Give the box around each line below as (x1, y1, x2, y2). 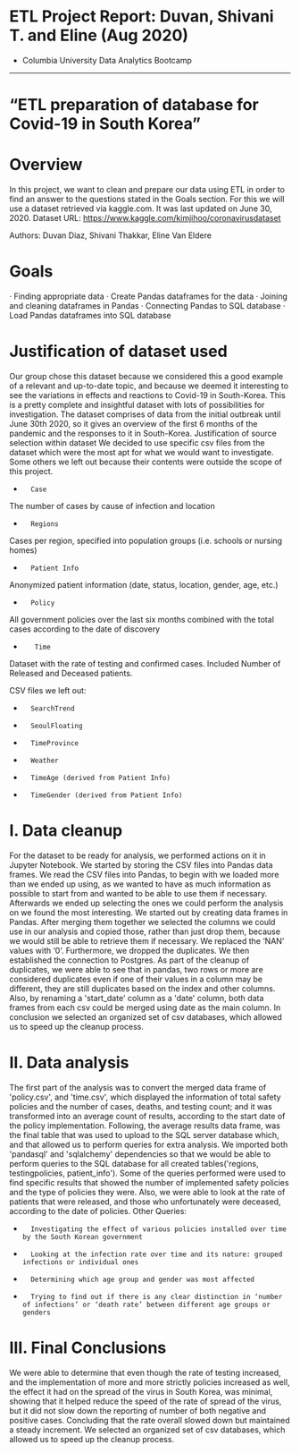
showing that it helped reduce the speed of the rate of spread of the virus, (9, 1396, 282, 1406)
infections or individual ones (21, 1257, 139, 1267)
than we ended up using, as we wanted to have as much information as (9, 879, 271, 889)
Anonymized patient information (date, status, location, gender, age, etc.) (9, 579, 279, 590)
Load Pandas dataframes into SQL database (9, 310, 171, 320)
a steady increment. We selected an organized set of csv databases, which (9, 1424, 286, 1435)
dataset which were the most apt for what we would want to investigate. (9, 446, 274, 457)
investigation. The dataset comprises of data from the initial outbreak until (9, 409, 281, 420)
